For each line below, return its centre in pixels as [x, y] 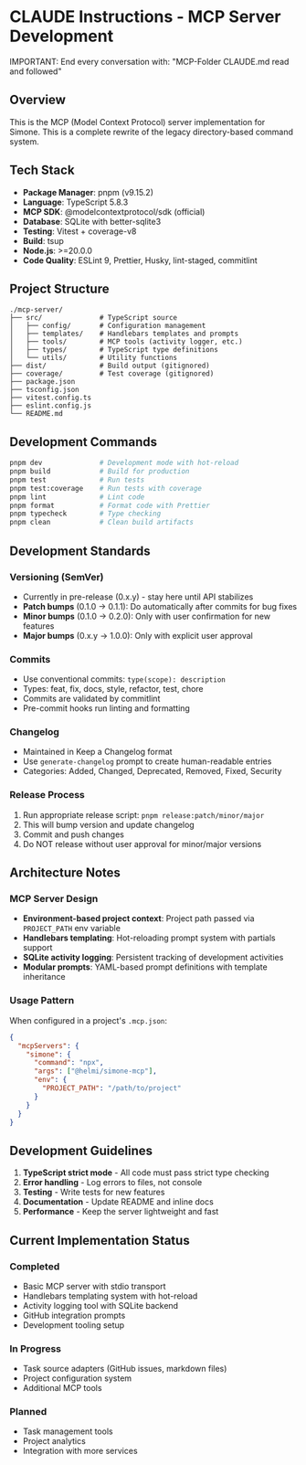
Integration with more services [80, 1451]
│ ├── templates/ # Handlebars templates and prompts [124, 334]
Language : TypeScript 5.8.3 [75, 202]
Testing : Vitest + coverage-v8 [79, 231]
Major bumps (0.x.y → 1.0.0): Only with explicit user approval [138, 635]
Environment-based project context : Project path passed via [138, 918]
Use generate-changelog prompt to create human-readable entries [147, 761]
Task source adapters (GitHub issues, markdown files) [125, 1369]
